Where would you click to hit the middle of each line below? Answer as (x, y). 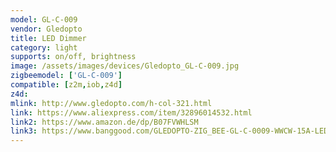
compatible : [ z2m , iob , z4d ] (66, 85)
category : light (44, 47)
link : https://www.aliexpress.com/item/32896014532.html (131, 112)
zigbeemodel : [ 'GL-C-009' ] (66, 76)
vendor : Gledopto (46, 29)
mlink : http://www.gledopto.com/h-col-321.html (111, 103)
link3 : (24, 131)
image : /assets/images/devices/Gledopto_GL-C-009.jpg (125, 66)
